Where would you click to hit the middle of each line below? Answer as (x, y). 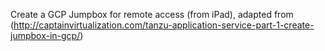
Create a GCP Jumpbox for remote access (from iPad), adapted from (152, 14)
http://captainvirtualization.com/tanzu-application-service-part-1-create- (164, 25)
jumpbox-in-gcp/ (45, 35)
